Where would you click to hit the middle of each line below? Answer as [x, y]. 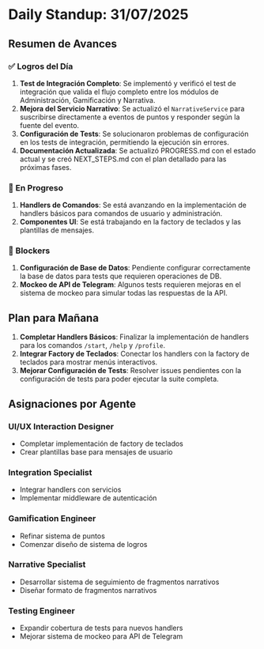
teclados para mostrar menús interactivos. [89, 362]
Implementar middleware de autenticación [88, 498]
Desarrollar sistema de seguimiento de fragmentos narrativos [119, 582]
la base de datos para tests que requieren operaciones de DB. [121, 276]
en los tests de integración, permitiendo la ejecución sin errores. [124, 142]
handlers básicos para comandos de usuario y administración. [121, 213]
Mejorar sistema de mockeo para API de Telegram [101, 636]
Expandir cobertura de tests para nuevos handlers [101, 628]
